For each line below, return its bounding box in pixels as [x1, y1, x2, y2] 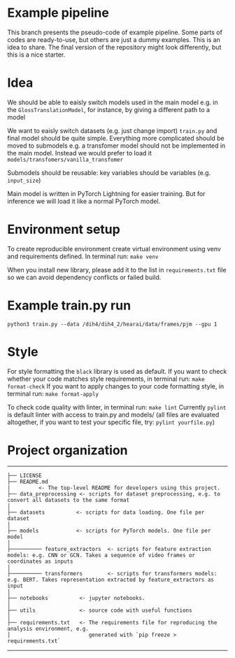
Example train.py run [7, 297, 131, 313]
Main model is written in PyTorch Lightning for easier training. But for [7, 189, 206, 197]
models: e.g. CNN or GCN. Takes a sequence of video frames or [7, 552, 196, 559]
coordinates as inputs [7, 558, 73, 565]
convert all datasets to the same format [7, 496, 130, 503]
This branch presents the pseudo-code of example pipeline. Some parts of [7, 28, 222, 36]
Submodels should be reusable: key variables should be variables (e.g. [7, 168, 211, 176]
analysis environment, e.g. [7, 625, 90, 632]
